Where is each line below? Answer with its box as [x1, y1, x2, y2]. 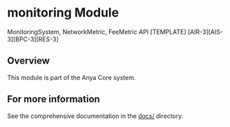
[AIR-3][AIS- [187, 28, 223, 36]
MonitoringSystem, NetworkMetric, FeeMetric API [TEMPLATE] [7, 28, 186, 36]
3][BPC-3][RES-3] [7, 35, 59, 43]
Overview [7, 55, 50, 67]
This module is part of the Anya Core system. [7, 73, 136, 81]
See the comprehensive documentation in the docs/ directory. [7, 112, 184, 120]
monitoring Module [7, 5, 119, 21]
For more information [7, 93, 100, 105]
